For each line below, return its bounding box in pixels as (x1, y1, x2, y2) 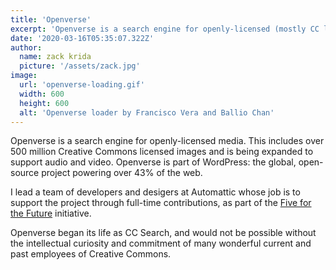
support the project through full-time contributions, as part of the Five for (10, 197, 312, 209)
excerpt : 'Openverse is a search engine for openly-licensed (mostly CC (10, 24, 320, 34)
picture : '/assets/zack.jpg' (19, 61, 141, 71)
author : (10, 42, 43, 53)
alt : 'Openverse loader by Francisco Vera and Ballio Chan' (19, 107, 275, 118)
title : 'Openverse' (10, 14, 92, 25)
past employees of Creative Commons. (10, 248, 172, 260)
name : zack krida (19, 52, 92, 62)
